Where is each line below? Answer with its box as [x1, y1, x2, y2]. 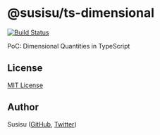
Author [7, 101, 39, 113]
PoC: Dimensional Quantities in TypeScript [7, 41, 130, 50]
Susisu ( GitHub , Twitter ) [7, 120, 77, 128]
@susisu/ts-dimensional [7, 5, 155, 21]
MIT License [7, 81, 44, 89]
